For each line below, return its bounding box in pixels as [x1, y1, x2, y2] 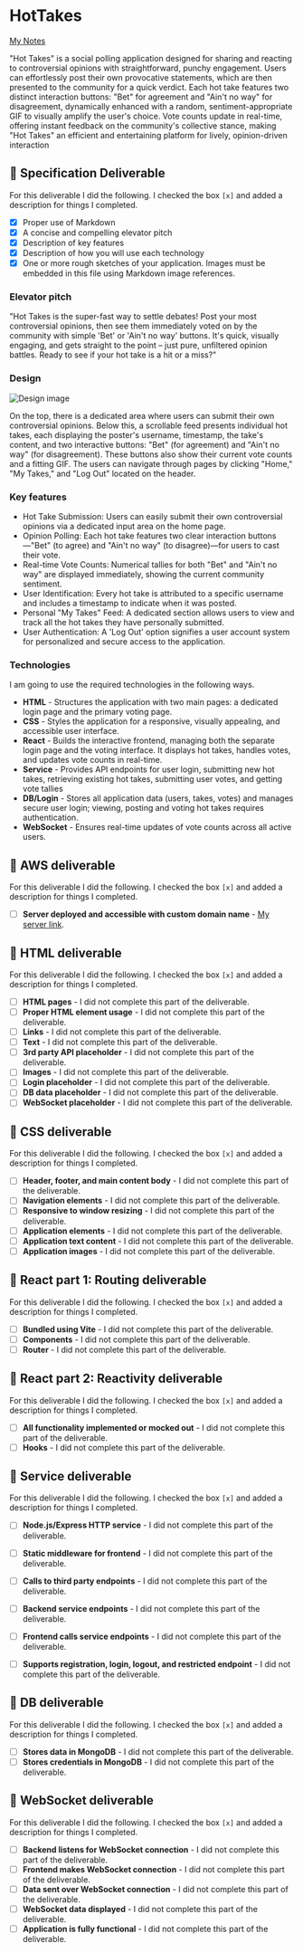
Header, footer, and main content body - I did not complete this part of [22, 1176, 289, 1186]
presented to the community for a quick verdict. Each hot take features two [9, 81, 289, 92]
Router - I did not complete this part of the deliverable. [22, 1344, 227, 1355]
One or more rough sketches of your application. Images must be [22, 258, 266, 268]
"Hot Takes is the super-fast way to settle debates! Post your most [9, 311, 257, 322]
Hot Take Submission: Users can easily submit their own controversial [22, 510, 283, 521]
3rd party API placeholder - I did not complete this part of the [22, 1047, 255, 1058]
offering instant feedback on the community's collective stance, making [9, 119, 277, 131]
